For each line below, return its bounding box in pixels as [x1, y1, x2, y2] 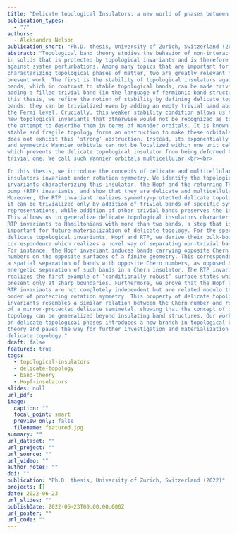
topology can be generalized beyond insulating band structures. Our [7, 313, 217, 320]
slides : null [7, 385, 46, 392]
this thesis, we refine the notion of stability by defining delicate [7, 96, 219, 103]
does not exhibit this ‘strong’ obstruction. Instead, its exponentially [7, 135, 229, 142]
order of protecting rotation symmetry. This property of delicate [7, 293, 210, 300]
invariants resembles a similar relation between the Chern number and [7, 299, 222, 306]
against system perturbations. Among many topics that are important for [7, 63, 229, 70]
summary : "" [7, 431, 42, 438]
